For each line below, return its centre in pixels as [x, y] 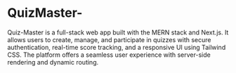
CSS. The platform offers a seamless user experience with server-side [109, 55]
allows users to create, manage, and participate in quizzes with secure [109, 39]
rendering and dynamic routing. [53, 62]
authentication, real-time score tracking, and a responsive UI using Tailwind [117, 47]
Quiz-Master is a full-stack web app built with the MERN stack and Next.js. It [118, 32]
